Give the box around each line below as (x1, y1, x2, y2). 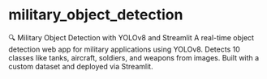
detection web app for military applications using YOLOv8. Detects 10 (8, 44, 241, 54)
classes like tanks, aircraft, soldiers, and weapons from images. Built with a (8, 52, 260, 62)
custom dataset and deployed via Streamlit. (8, 61, 153, 71)
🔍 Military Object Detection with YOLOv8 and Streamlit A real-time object (8, 32, 254, 42)
